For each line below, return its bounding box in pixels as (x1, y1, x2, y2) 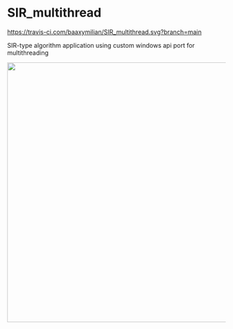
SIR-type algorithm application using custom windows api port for (7, 41, 196, 49)
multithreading (7, 48, 49, 57)
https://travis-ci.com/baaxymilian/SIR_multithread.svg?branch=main (7, 28, 202, 36)
